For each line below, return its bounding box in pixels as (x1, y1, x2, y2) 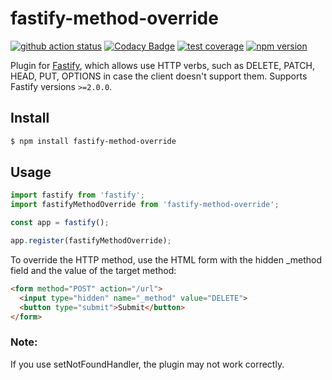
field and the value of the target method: (10, 264, 177, 276)
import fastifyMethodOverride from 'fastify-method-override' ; (10, 200, 280, 210)
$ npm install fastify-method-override (10, 136, 177, 146)
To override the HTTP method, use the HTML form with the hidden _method (10, 253, 323, 266)
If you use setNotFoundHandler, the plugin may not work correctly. (10, 358, 285, 370)
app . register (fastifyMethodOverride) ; (10, 236, 172, 246)
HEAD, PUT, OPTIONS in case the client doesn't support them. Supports (10, 70, 308, 82)
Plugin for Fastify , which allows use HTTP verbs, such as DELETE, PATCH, (10, 59, 315, 71)
